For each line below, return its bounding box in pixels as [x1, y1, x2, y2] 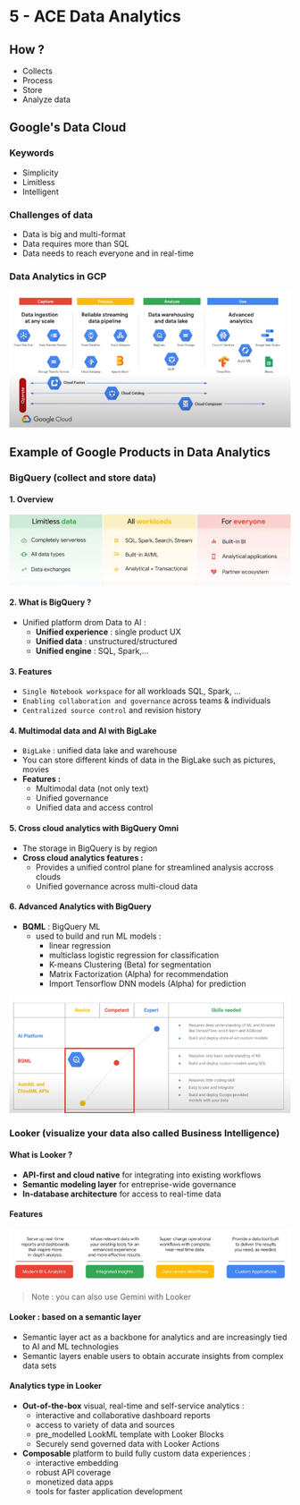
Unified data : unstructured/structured [35, 636, 178, 647]
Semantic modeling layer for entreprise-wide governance [21, 1178, 237, 1189]
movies [21, 764, 49, 775]
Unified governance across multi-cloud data [35, 880, 198, 891]
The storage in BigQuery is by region [21, 843, 158, 854]
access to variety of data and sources [35, 1420, 176, 1431]
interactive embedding [35, 1458, 119, 1468]
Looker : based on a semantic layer [9, 1312, 141, 1322]
